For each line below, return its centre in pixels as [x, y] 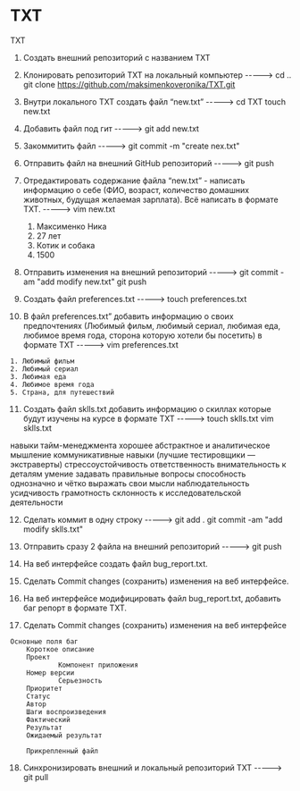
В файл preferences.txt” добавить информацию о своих [129, 316]
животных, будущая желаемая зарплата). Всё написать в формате [151, 199]
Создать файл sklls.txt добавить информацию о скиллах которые [147, 408]
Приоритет [45, 688]
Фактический [48, 719]
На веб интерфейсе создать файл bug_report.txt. [115, 563]
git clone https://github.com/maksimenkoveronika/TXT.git [129, 84]
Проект [38, 657]
